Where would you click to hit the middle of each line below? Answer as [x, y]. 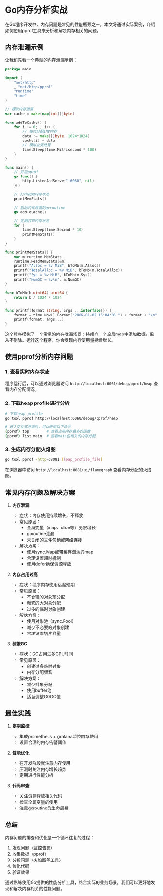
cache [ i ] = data [39, 141]
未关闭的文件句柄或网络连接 [54, 540]
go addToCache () [30, 212]
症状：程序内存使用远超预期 [47, 585]
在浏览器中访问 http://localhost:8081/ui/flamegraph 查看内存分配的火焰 [78, 470]
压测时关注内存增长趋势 [43, 769]
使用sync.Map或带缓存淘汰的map [60, 552]
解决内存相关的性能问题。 [39, 888]
